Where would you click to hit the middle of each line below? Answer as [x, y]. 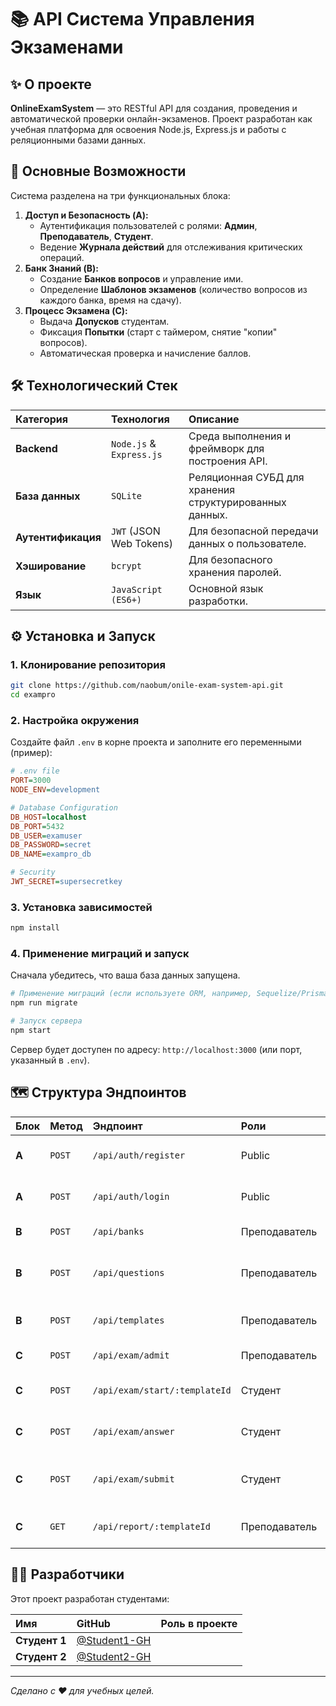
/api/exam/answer [133, 1431]
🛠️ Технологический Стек [94, 386]
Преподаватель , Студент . [96, 236]
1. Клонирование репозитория [88, 664]
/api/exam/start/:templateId [162, 1390]
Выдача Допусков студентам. [104, 321]
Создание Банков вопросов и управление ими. [141, 278]
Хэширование [51, 566]
